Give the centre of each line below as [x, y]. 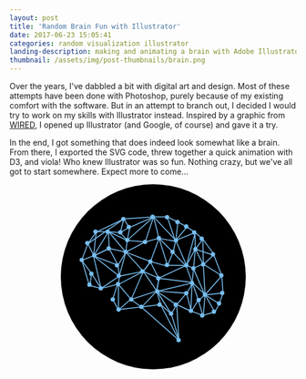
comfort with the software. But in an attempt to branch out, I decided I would [153, 105]
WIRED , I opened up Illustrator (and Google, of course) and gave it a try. [144, 125]
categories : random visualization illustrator [99, 43]
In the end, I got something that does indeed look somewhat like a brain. [145, 143]
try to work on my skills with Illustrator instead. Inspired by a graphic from [147, 115]
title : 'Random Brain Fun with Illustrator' [95, 26]
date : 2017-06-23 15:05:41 [61, 35]
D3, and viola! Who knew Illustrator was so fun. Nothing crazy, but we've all [151, 162]
